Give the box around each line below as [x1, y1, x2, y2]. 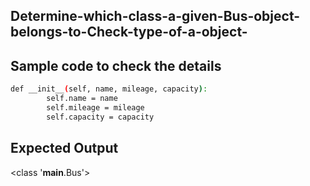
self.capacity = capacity [46, 112, 155, 122]
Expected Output [10, 140, 119, 157]
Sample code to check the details [10, 57, 222, 74]
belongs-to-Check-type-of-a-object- [10, 24, 248, 41]
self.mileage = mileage [46, 102, 145, 113]
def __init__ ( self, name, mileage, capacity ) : [10, 84, 208, 94]
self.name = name [46, 94, 118, 104]
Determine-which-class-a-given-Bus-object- [10, 8, 301, 25]
